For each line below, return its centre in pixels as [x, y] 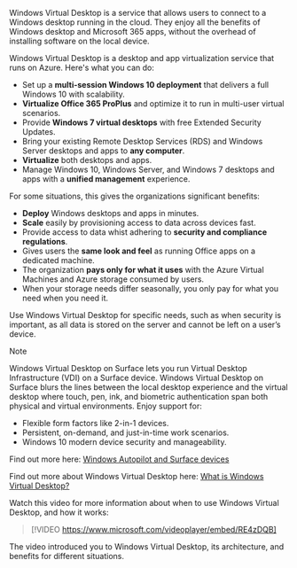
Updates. [39, 132]
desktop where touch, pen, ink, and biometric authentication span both [139, 397]
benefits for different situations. [66, 556]
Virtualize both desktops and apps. [87, 160]
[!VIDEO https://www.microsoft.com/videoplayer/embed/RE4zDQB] [153, 529]
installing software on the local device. [79, 41]
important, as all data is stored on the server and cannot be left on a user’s [145, 324]
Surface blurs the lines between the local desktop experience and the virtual [148, 387]
